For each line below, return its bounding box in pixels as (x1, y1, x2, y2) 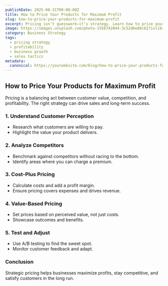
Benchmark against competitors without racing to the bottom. (12, 153, 139, 159)
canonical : (9, 63, 32, 68)
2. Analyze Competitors (5, 142, 64, 149)
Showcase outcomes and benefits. (12, 217, 84, 223)
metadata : (5, 58, 26, 63)
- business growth (9, 49, 48, 54)
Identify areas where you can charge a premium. (12, 158, 113, 164)
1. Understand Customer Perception (5, 112, 94, 119)
